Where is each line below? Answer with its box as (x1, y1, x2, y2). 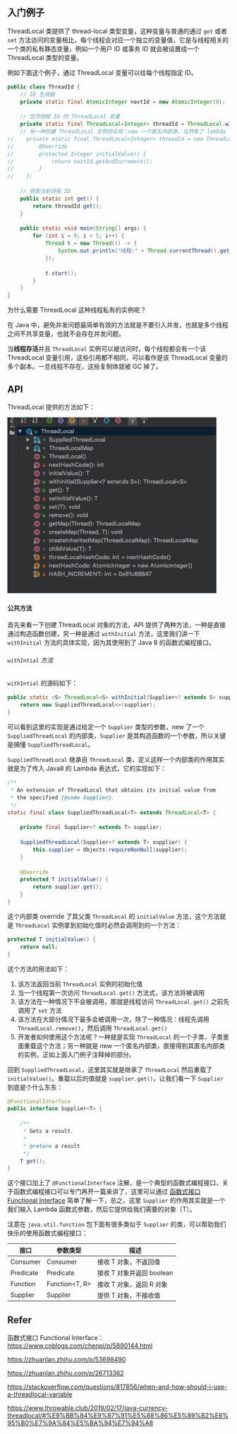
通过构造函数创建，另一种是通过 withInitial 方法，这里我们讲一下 (7, 630, 200, 638)
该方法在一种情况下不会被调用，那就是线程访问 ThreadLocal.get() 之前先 (17, 997, 230, 1006)
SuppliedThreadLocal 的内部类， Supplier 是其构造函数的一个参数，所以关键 (7, 731, 226, 740)
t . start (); (44, 269, 78, 277)
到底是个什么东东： (7, 1083, 63, 1091)
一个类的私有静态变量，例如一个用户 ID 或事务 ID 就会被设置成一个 (7, 45, 200, 53)
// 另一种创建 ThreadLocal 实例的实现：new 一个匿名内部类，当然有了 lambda (20, 128, 226, 136)
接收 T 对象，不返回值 (97, 1257, 161, 1266)
